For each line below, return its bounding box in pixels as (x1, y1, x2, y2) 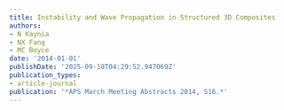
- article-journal (9, 79, 77, 88)
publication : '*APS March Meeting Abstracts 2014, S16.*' (9, 87, 228, 96)
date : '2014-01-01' (9, 54, 82, 63)
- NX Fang (9, 37, 46, 47)
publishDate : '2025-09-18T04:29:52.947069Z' (9, 63, 177, 72)
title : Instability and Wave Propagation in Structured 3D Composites (9, 12, 276, 22)
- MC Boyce (9, 46, 50, 55)
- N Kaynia (9, 29, 50, 38)
